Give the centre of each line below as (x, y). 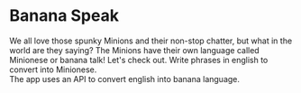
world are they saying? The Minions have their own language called (134, 50)
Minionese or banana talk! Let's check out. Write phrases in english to (139, 60)
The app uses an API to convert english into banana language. (125, 79)
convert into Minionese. (53, 70)
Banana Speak (64, 16)
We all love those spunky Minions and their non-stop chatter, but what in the (151, 41)
